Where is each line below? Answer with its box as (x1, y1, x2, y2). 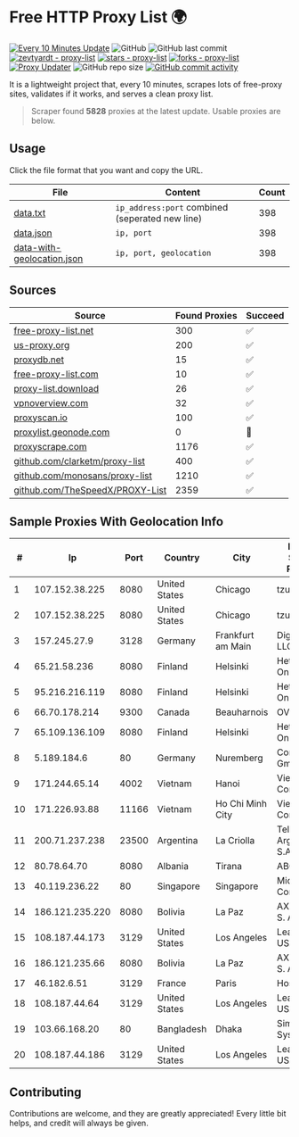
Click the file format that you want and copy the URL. (9, 164, 203, 175)
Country (164, 552, 200, 564)
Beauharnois (214, 706, 269, 718)
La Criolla (214, 834, 255, 847)
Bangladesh (157, 1023, 207, 1035)
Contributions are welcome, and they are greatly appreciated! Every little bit (9, 1108, 287, 1119)
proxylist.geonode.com (13, 426, 110, 438)
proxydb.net (13, 353, 65, 366)
